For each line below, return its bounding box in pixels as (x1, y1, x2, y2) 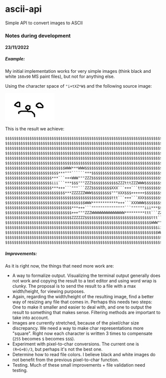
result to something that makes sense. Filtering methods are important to (12, 310, 161, 316)
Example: (5, 56, 25, 62)
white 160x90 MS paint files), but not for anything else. (5, 73, 115, 80)
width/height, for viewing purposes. (12, 288, 85, 294)
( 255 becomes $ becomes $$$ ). (12, 336, 75, 342)
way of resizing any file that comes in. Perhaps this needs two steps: (12, 299, 152, 305)
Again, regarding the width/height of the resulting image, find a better (12, 294, 154, 300)
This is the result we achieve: (5, 126, 65, 132)
